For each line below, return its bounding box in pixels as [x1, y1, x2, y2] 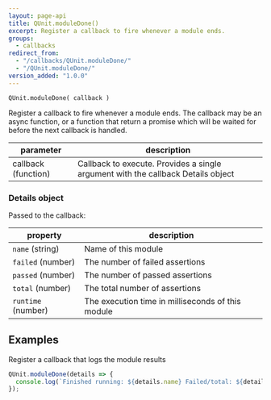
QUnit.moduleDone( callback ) [8, 94, 110, 102]
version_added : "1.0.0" [8, 72, 89, 80]
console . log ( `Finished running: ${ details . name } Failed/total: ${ [15, 377, 244, 385]
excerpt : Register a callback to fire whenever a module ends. [8, 27, 226, 35]
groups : [8, 34, 35, 43]
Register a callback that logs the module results [8, 354, 167, 364]
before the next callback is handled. [8, 125, 127, 135]
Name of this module [84, 243, 164, 254]
